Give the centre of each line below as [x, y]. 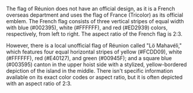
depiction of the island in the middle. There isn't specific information [90, 71]
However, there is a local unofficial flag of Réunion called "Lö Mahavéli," [94, 45]
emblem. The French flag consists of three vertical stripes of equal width [95, 21]
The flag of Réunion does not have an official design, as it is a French [91, 9]
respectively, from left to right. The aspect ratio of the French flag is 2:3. [94, 34]
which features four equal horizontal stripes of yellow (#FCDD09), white [94, 52]
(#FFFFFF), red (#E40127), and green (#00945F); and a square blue [89, 58]
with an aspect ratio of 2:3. [39, 83]
